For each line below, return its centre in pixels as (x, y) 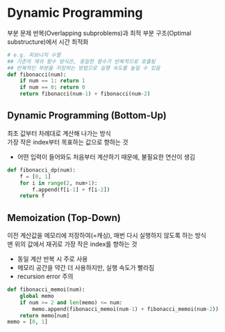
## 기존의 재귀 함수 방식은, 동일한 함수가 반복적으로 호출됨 (82, 61)
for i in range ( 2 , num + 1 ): (59, 183)
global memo (37, 296)
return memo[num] (45, 315)
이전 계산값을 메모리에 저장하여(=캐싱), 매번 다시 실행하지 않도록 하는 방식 (107, 236)
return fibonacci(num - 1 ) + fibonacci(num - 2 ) (85, 94)
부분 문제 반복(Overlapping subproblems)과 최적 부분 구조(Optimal (99, 33)
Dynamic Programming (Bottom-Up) (87, 115)
